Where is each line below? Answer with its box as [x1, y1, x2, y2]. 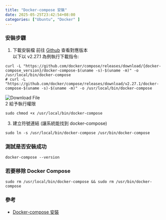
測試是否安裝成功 [5, 143, 47, 150]
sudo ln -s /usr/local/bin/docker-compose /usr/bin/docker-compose [5, 130, 150, 135]
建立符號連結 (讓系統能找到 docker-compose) [12, 120, 107, 126]
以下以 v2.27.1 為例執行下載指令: [12, 53, 79, 59]
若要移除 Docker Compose [5, 167, 71, 174]
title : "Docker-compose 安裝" [5, 7, 67, 13]
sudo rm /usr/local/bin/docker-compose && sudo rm [5, 179, 114, 185]
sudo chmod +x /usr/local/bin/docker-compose [5, 111, 102, 116]
